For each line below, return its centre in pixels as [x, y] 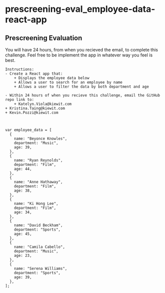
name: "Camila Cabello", [40, 247]
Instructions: [20, 69]
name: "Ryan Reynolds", [39, 160]
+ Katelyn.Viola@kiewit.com [43, 104]
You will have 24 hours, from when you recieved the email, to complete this [82, 50]
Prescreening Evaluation [44, 38]
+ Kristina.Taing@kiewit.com [35, 108]
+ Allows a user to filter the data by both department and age [82, 87]
